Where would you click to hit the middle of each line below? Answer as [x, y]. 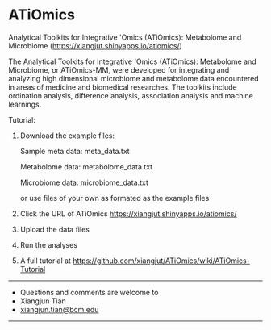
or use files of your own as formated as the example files [115, 198]
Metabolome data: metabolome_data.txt [86, 166]
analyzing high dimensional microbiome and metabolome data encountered [134, 78]
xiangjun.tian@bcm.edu [59, 309]
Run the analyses [49, 244]
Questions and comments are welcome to [89, 292]
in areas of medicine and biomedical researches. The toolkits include [123, 87]
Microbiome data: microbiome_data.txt [84, 182]
